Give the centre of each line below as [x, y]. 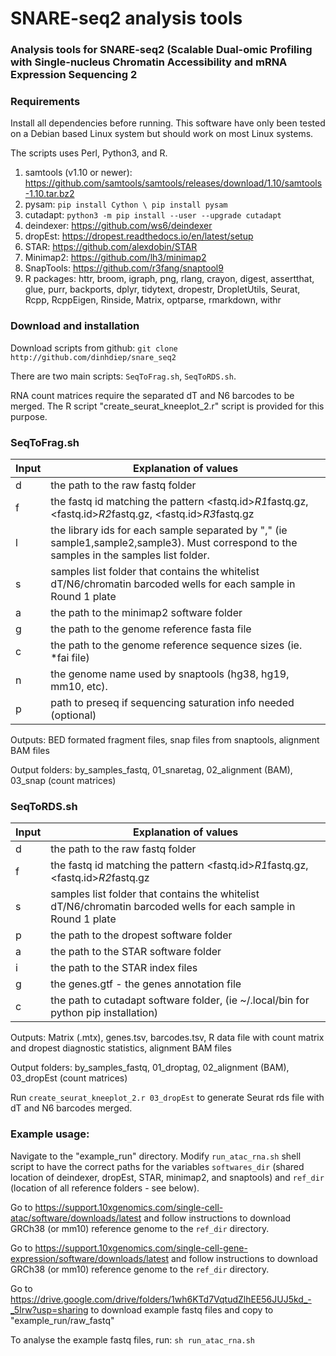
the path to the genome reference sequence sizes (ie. [176, 645]
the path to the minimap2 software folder [146, 612]
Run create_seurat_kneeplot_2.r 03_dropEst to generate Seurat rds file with [167, 1098]
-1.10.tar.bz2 [49, 194]
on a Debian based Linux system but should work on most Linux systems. [162, 134]
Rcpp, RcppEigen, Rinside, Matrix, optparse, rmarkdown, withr [153, 300]
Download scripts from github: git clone [94, 348]
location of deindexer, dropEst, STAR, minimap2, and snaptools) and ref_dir [167, 1177]
